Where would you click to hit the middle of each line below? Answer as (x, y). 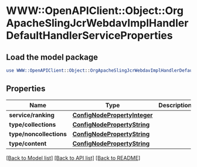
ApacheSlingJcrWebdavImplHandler (97, 23)
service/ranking (32, 115)
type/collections (33, 124)
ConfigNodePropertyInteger (113, 115)
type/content (28, 143)
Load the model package (52, 57)
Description (175, 105)
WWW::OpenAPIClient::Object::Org (95, 11)
